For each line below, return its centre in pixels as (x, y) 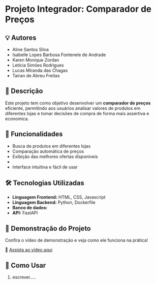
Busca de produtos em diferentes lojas (51, 146)
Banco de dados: (30, 208)
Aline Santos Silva (31, 49)
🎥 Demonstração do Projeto (48, 228)
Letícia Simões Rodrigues (38, 65)
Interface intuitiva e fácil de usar (45, 167)
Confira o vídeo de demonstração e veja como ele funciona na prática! (77, 240)
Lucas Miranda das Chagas (40, 70)
